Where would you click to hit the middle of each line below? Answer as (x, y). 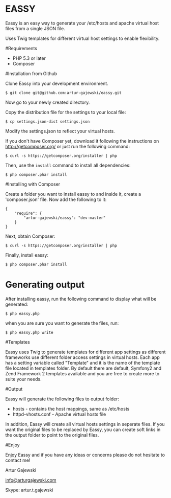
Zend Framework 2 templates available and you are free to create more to (82, 373)
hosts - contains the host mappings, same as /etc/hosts (71, 409)
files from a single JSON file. (35, 28)
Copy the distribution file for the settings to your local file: (66, 112)
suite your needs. (23, 379)
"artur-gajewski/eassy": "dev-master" (65, 218)
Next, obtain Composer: (30, 236)
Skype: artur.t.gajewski (29, 490)
